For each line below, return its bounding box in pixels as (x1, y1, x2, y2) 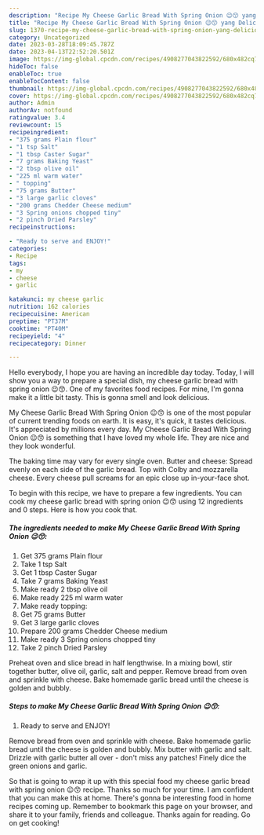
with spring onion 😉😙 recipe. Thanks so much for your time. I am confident (9, 785, 255, 794)
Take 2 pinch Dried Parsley (20, 643, 108, 653)
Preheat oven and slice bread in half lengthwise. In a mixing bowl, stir (9, 658, 233, 668)
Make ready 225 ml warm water (20, 593, 124, 602)
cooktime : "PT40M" (9, 324, 69, 332)
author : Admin (9, 99, 56, 107)
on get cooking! (9, 819, 60, 828)
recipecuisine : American (9, 310, 90, 318)
